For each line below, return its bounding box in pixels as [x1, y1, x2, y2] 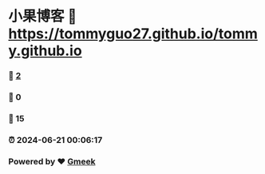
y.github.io [8, 42, 82, 60]
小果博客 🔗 [8, 7, 77, 26]
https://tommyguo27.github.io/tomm [8, 25, 258, 43]
